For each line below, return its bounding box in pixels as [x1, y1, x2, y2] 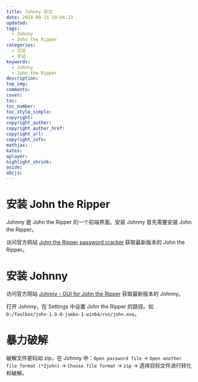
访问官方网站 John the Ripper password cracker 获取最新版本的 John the [6, 239, 185, 246]
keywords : [6, 59, 31, 65]
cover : [6, 92, 23, 98]
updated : [6, 20, 28, 26]
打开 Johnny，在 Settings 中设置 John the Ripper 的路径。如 [6, 302, 154, 310]
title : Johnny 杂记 [6, 8, 53, 15]
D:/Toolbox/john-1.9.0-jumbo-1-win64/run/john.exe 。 [6, 310, 140, 317]
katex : [6, 148, 23, 154]
